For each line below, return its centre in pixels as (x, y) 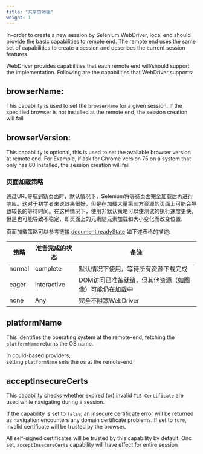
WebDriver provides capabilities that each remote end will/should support (98, 66)
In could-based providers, (39, 355)
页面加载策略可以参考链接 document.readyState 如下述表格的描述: (89, 232)
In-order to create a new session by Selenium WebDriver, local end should (99, 35)
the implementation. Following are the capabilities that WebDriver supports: (100, 72)
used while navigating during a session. (56, 402)
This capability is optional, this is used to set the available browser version (99, 153)
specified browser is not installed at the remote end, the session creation (97, 112)
